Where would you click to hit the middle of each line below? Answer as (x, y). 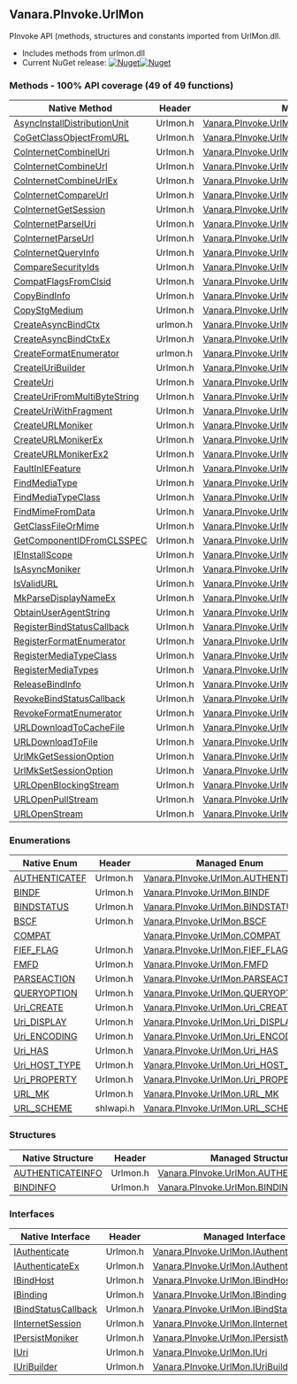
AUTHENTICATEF (50, 878)
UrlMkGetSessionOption (64, 756)
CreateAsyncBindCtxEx (62, 339)
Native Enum (50, 863)
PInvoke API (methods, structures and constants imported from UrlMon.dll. (145, 35)
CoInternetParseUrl (54, 238)
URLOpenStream (49, 814)
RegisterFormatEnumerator (70, 641)
